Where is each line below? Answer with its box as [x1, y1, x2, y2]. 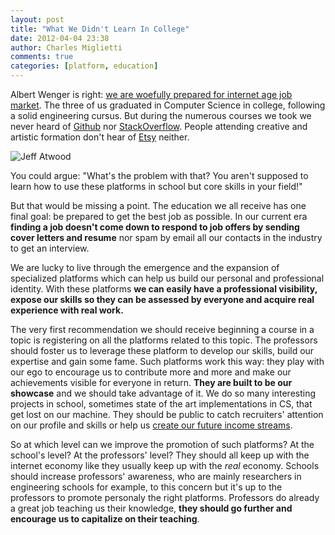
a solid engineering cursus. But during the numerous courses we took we [10, 110, 312, 121]
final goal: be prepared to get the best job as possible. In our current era [10, 211, 308, 222]
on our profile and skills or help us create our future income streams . [10, 419, 293, 431]
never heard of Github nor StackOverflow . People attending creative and [10, 121, 308, 132]
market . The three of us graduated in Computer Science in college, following [10, 99, 326, 111]
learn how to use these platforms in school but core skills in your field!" [10, 181, 303, 192]
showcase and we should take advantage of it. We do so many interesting [10, 387, 317, 399]
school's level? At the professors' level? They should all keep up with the [10, 449, 310, 461]
